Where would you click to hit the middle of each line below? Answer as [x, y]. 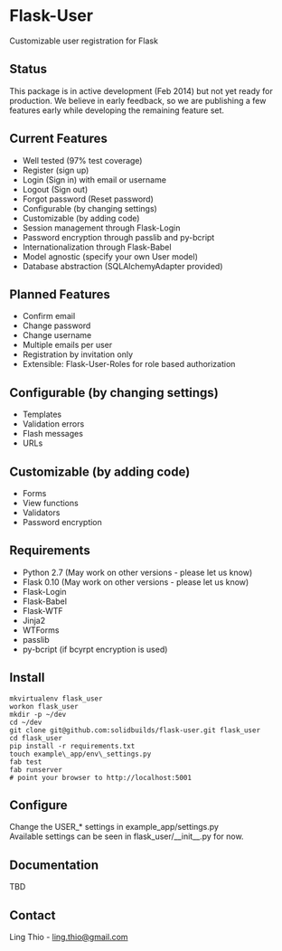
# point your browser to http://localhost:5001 [101, 777]
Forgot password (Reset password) [88, 199]
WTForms [41, 630]
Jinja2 [34, 620]
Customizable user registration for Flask [84, 41]
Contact [33, 915]
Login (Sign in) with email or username [94, 179]
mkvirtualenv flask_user [56, 698]
